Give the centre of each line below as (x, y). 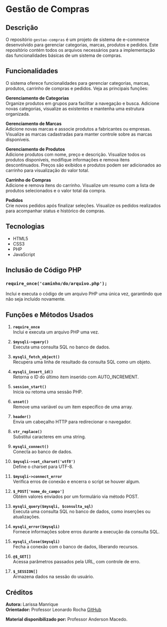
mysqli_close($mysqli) (36, 542)
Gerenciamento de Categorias (37, 98)
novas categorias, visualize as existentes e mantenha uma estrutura (75, 109)
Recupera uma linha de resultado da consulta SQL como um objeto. (82, 362)
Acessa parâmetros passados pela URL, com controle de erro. (77, 562)
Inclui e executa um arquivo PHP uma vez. (56, 332)
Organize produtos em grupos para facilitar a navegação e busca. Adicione (83, 103)
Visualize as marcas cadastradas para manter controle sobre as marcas (79, 134)
